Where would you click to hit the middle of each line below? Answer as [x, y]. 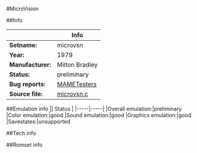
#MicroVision [23, 9]
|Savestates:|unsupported [38, 121]
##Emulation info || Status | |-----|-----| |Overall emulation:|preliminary [94, 109]
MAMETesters [77, 84]
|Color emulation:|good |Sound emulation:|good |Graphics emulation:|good [99, 115]
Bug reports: [28, 84]
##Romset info [25, 145]
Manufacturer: [30, 64]
